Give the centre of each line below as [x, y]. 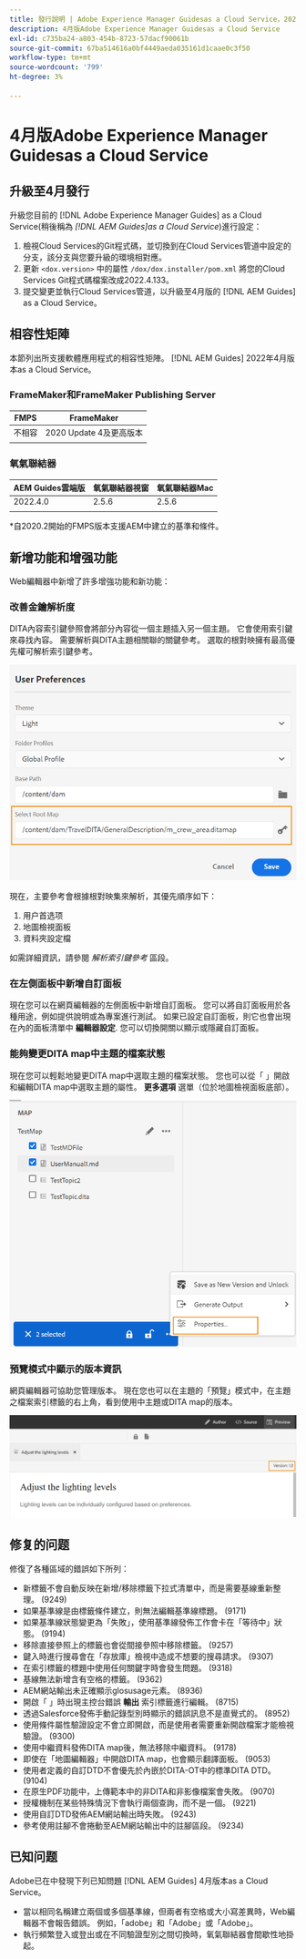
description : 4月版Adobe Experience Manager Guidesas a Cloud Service [145, 29]
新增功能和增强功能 [63, 557]
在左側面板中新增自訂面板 [66, 983]
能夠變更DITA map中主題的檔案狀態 [87, 1054]
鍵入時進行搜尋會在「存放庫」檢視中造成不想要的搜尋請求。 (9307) [148, 1656]
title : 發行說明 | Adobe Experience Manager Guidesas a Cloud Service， [147, 19]
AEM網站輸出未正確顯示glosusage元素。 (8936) [112, 1690]
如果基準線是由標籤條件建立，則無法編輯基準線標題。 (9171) [134, 1610]
